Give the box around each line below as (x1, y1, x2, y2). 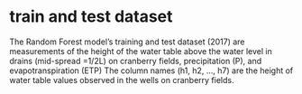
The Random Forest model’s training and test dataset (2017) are (9, 36, 245, 47)
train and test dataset (9, 6, 173, 27)
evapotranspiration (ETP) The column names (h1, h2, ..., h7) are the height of (9, 65, 294, 76)
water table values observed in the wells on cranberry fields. (9, 74, 234, 85)
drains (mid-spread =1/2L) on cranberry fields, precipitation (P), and (9, 55, 262, 66)
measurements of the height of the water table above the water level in (9, 45, 272, 56)
